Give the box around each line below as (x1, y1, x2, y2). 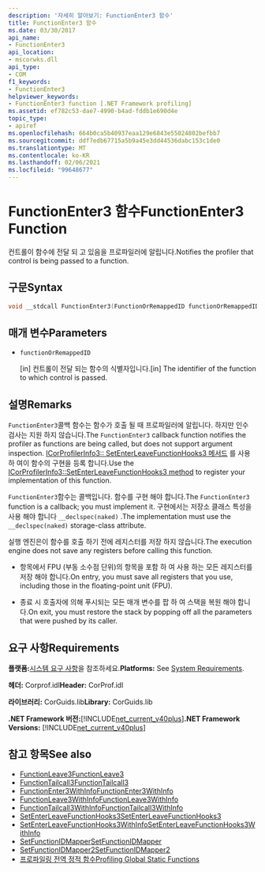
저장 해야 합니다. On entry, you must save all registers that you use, (19, 572, 233, 582)
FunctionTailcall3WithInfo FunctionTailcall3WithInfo (19, 802, 184, 812)
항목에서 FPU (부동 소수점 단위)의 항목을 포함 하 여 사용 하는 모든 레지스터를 (19, 563, 253, 572)
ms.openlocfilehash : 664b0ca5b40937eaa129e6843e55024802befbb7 (8, 129, 221, 137)
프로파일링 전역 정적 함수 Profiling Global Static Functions (19, 854, 200, 863)
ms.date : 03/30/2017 (8, 26, 77, 34)
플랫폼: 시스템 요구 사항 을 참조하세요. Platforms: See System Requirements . (8, 664, 244, 673)
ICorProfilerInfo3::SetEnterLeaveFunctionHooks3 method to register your (8, 468, 246, 477)
